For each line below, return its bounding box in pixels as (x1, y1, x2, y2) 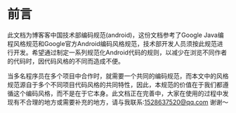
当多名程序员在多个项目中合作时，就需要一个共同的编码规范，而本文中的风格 (7, 71, 229, 80)
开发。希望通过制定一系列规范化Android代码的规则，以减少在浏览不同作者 (13, 48, 227, 56)
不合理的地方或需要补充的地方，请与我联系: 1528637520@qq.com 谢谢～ (19, 98, 229, 106)
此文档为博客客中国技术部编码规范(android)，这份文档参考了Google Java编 (7, 31, 224, 39)
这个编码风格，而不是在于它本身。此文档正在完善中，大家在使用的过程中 (13, 89, 223, 98)
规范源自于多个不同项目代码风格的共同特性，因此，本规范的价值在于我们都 (7, 80, 223, 89)
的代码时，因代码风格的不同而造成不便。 (7, 56, 124, 65)
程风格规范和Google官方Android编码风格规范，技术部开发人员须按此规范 (7, 39, 218, 47)
